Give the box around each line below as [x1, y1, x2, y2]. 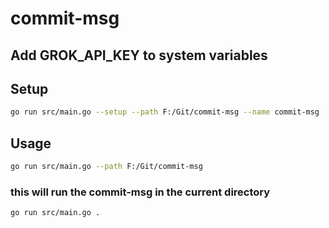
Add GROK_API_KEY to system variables [10, 47, 268, 64]
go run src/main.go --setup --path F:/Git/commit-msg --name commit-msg [10, 107, 320, 117]
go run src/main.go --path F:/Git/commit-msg [10, 162, 203, 172]
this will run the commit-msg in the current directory [10, 185, 271, 199]
